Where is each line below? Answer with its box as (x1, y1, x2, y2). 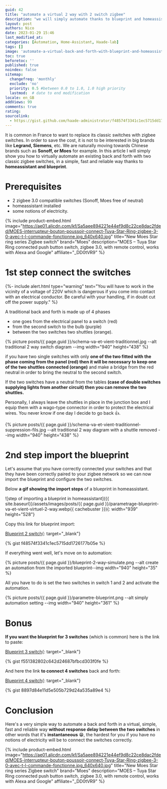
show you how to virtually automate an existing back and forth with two (5, 153, 152, 159)
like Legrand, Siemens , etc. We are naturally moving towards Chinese (5, 142, 148, 148)
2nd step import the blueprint (5, 449, 129, 460)
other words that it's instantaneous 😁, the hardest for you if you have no (5, 732, 156, 738)
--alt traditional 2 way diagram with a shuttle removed (47, 427, 158, 433)
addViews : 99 (5, 100, 32, 105)
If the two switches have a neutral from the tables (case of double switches (5, 379, 161, 385)
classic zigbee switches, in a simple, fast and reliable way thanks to (5, 158, 143, 164)
